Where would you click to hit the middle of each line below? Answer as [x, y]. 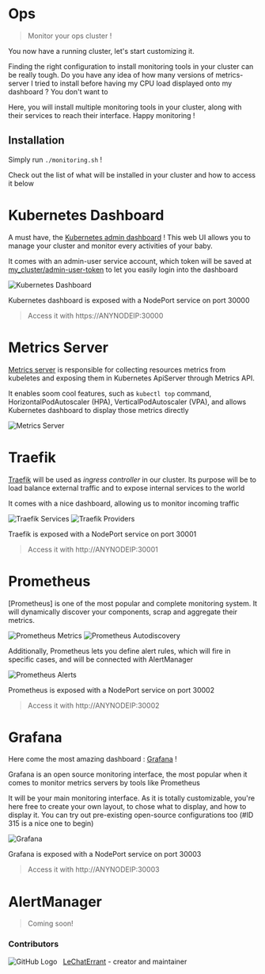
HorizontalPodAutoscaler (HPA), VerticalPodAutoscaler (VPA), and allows [127, 402]
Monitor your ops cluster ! [70, 36]
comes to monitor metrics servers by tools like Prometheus [104, 783]
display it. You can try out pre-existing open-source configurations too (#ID [131, 815]
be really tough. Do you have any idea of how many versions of [111, 74]
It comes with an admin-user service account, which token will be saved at [130, 261]
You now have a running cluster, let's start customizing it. [102, 51]
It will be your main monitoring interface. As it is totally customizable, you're [132, 798]
